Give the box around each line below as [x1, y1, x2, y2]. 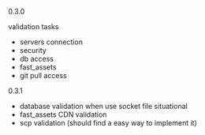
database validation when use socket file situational [19, 102, 188, 111]
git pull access [19, 71, 67, 80]
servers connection [19, 37, 83, 47]
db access [19, 54, 54, 63]
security [19, 46, 47, 54]
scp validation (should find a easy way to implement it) [19, 118, 197, 127]
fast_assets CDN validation [19, 110, 107, 119]
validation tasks [8, 22, 59, 31]
